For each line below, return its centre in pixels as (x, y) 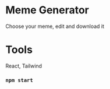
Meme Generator (47, 10)
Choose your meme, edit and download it (55, 26)
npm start (19, 80)
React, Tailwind (24, 66)
